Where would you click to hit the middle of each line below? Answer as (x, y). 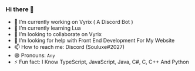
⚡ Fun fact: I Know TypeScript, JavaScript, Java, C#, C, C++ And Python (101, 62)
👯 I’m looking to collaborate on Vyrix (58, 34)
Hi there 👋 (20, 9)
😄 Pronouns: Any (34, 55)
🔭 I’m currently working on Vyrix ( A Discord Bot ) (73, 22)
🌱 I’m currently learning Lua (47, 28)
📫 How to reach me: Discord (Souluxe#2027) (69, 47)
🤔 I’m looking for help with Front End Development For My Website (94, 41)
